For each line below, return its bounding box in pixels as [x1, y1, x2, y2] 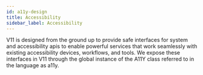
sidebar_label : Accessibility [6, 20, 83, 26]
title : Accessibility [6, 14, 61, 20]
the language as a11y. [6, 62, 59, 69]
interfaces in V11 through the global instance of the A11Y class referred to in [6, 55, 195, 63]
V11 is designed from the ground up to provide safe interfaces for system [6, 37, 188, 44]
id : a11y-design [6, 8, 47, 15]
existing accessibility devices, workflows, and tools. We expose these [6, 49, 181, 56]
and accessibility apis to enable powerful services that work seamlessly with [6, 43, 198, 50]
